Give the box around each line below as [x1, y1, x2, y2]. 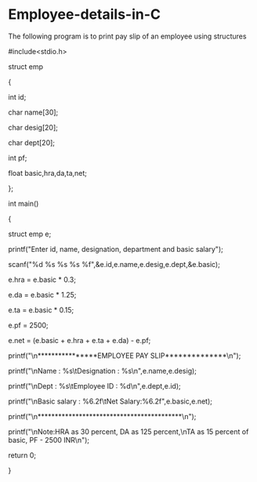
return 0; [8, 450, 37, 460]
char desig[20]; [8, 122, 59, 132]
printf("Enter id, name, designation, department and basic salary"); [8, 244, 223, 254]
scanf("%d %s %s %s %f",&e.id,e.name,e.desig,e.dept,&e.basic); [8, 259, 221, 268]
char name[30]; [8, 108, 59, 117]
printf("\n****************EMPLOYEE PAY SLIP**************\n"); [8, 351, 241, 360]
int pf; [8, 153, 27, 162]
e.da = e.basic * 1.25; [8, 290, 77, 299]
